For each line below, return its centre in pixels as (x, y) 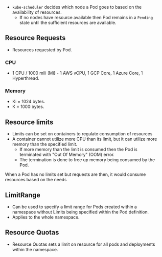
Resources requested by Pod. (42, 50)
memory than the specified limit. (45, 144)
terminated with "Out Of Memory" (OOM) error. (67, 155)
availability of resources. (37, 12)
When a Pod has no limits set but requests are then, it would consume (75, 174)
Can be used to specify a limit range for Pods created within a (74, 207)
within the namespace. (35, 249)
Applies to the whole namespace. (46, 217)
